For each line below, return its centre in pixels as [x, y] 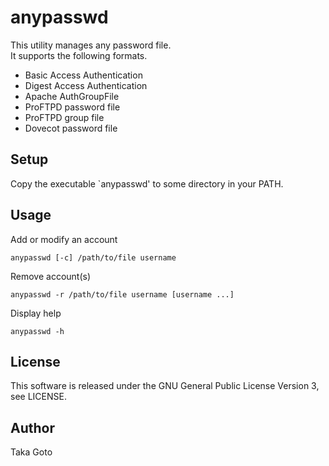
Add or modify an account [64, 239]
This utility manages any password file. [91, 45]
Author [32, 427]
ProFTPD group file [64, 117]
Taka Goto [31, 452]
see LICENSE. [38, 397]
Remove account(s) [51, 276]
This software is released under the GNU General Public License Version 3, [165, 386]
